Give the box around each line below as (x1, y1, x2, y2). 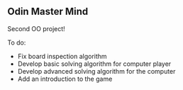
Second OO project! (7, 24, 65, 33)
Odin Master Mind (7, 6, 89, 18)
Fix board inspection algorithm (17, 52, 108, 60)
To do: (7, 38, 26, 47)
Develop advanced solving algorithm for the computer (17, 67, 176, 75)
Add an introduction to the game (17, 74, 113, 83)
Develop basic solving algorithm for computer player (17, 60, 172, 68)
